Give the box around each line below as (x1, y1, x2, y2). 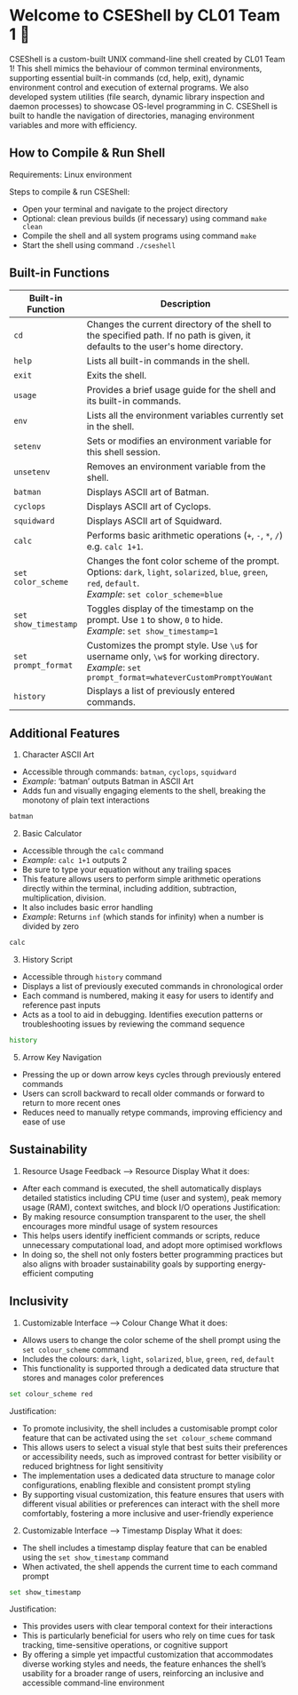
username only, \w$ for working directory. (86, 650, 260, 662)
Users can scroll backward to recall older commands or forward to (21, 1088, 265, 1099)
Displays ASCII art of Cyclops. (86, 500, 211, 512)
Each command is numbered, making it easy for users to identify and (21, 990, 274, 1001)
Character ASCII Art (21, 749, 95, 760)
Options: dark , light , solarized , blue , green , (86, 565, 269, 578)
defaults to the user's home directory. (86, 340, 244, 352)
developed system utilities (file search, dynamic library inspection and (9, 91, 265, 102)
